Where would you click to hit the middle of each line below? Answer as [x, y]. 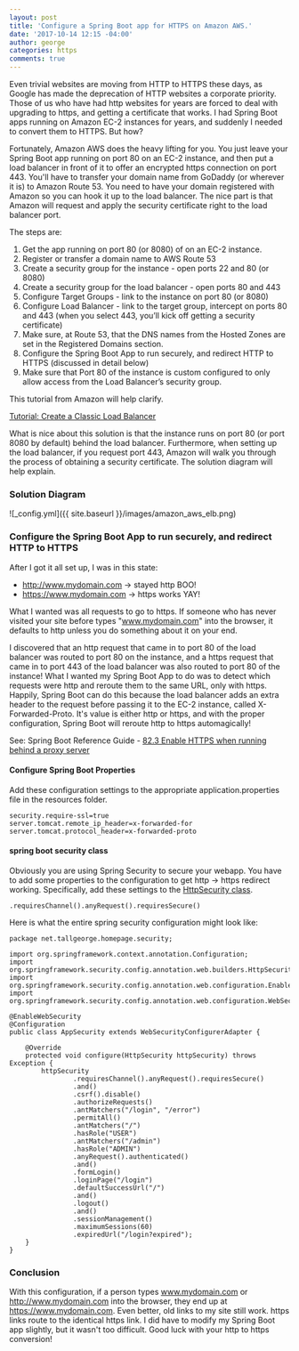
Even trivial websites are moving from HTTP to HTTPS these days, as [136, 84]
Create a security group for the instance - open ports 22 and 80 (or [145, 268]
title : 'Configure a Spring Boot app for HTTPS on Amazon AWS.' [131, 26]
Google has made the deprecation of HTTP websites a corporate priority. [143, 93]
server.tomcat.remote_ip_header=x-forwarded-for [101, 823]
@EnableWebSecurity [45, 1016]
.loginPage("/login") [113, 1180]
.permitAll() [97, 1118]
